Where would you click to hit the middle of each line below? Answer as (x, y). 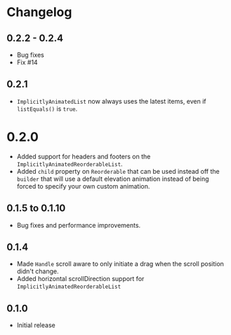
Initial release (36, 325)
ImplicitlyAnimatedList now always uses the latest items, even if (111, 101)
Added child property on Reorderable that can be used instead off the (118, 171)
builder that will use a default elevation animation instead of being (113, 179)
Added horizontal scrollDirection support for (80, 279)
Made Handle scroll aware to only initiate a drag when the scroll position (120, 264)
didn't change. (38, 271)
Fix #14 (27, 62)
